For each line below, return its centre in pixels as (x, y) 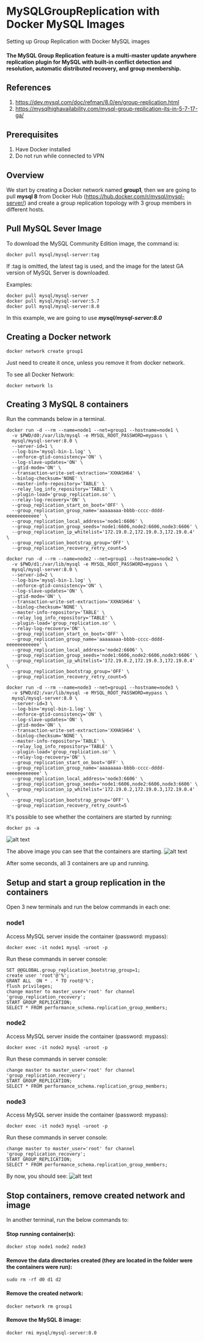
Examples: (19, 284)
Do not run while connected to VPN (60, 156)
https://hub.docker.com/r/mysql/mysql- (135, 196)
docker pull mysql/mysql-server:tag (53, 255)
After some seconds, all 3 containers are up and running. (78, 863)
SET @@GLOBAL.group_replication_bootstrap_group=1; (73, 970)
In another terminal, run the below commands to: (68, 1219)
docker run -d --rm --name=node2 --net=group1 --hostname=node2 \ (93, 559)
